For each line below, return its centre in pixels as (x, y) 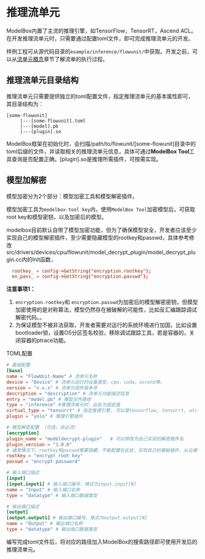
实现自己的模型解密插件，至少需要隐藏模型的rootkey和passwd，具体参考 (98, 237)
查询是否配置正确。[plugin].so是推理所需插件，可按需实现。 (86, 159)
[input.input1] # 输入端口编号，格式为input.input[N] (71, 484)
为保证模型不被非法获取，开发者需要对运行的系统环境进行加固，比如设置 (106, 325)
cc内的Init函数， (36, 259)
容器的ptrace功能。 (45, 340)
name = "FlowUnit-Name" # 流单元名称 (52, 377)
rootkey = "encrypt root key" (45, 456)
